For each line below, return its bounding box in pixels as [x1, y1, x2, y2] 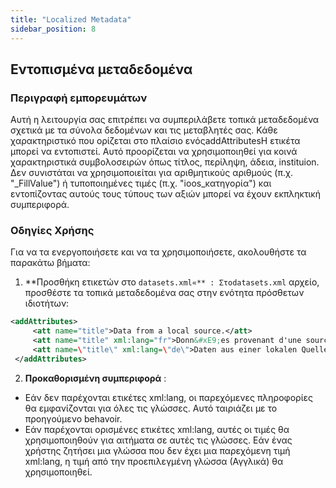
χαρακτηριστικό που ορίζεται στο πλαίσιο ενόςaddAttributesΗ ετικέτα [10, 135, 301, 147]
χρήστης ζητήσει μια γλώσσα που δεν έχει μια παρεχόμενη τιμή [24, 444, 291, 456]
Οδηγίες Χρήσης [10, 224, 95, 238]
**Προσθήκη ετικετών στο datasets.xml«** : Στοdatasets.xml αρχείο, [24, 276, 320, 288]
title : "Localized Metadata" [10, 14, 132, 25]
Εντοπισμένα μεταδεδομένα [10, 61, 193, 78]
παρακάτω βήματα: [10, 257, 91, 269]
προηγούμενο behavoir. [24, 412, 123, 425]
